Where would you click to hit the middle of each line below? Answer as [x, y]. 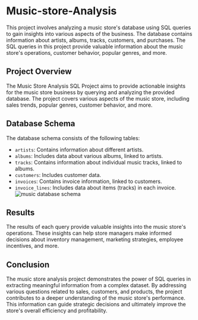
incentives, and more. [33, 246]
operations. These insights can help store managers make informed [89, 233]
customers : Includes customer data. [58, 175]
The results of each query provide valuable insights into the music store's [96, 227]
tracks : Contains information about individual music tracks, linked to [98, 162]
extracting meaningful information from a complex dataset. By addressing [96, 285]
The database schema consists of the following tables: [73, 138]
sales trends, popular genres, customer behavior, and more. [79, 105]
